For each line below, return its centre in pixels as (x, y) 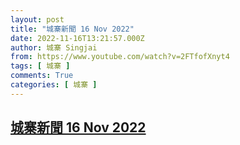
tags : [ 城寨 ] (40, 66)
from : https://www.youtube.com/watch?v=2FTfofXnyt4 (120, 57)
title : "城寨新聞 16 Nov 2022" (72, 29)
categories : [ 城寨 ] (54, 85)
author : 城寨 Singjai (54, 47)
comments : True (42, 76)
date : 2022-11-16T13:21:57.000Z (77, 38)
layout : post (37, 19)
